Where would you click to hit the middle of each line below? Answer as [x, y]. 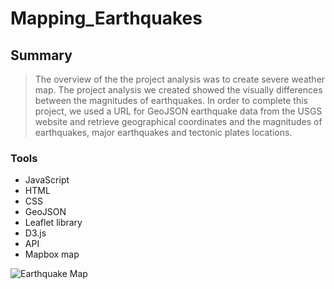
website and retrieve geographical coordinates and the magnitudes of [178, 121]
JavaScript [47, 180]
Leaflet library [53, 223]
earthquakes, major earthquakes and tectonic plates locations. [163, 132]
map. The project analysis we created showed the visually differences [178, 90]
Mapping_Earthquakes [106, 18]
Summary [41, 55]
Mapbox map [52, 254]
